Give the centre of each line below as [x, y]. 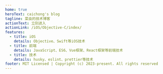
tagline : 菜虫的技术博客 [28, 18]
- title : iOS [23, 37]
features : [15, 32]
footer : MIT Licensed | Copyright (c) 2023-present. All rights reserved [82, 64]
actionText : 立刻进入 [26, 23]
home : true [16, 9]
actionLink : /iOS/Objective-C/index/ [43, 28]
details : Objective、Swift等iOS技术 [50, 41]
